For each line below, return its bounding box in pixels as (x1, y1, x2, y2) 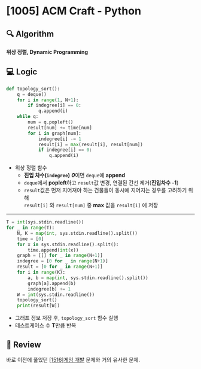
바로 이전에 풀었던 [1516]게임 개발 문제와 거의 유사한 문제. (6, 356, 141, 363)
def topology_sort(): (6, 86, 60, 92)
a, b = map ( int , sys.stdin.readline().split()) (28, 274, 148, 281)
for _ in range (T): (6, 225, 55, 231)
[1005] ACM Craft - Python (6, 4, 142, 18)
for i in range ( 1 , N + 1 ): (17, 97, 79, 103)
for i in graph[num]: (28, 130, 82, 136)
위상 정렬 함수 (14, 164, 47, 171)
